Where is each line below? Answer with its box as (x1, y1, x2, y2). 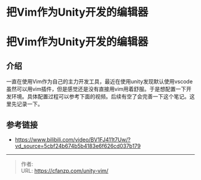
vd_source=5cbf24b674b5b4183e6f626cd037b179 (14, 142, 141, 149)
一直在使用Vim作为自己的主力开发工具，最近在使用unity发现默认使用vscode (6, 78, 193, 85)
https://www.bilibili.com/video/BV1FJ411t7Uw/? (14, 136, 131, 143)
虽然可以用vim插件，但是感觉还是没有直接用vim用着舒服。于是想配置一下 (6, 85, 187, 93)
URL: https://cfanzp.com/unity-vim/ (20, 167, 109, 174)
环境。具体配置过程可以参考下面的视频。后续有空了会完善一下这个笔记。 (11, 93, 190, 100)
